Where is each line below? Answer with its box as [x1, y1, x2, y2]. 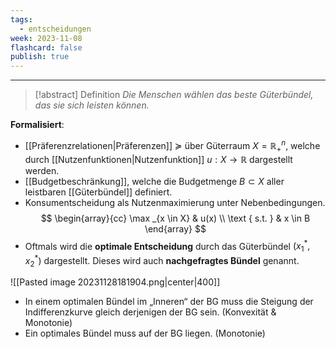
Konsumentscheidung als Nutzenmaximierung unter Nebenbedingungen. [24, 196, 326, 208]
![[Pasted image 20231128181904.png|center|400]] [10, 276, 221, 288]
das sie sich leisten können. [34, 99, 150, 111]
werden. [24, 164, 60, 176]
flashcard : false [10, 42, 83, 53]
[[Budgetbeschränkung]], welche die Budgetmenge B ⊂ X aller [24, 175, 285, 187]
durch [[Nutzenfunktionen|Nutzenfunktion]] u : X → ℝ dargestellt [24, 153, 293, 165]
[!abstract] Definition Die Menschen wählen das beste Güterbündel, [34, 89, 314, 101]
